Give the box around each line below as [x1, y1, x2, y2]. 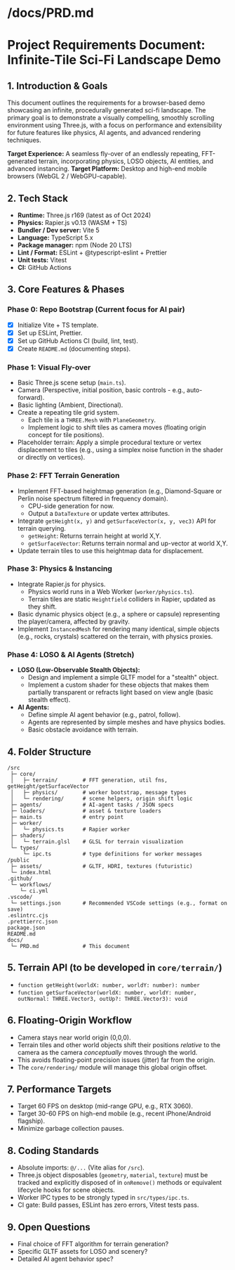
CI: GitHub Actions [17, 264, 72, 271]
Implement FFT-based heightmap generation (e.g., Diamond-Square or [17, 486, 222, 495]
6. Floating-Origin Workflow [7, 1014, 132, 1027]
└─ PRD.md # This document [10, 942, 130, 950]
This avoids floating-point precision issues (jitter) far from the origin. [17, 1056, 215, 1064]
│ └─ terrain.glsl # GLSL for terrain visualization [10, 838, 184, 845]
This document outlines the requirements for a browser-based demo [7, 98, 206, 107]
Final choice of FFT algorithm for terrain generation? [17, 1240, 169, 1248]
